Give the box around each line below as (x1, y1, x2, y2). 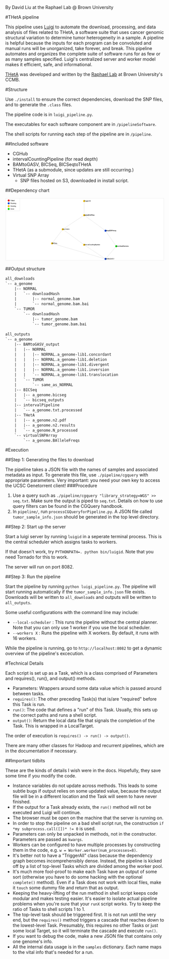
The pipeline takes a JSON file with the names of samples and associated (5, 466, 158, 472)
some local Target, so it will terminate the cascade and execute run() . (12, 928, 158, 934)
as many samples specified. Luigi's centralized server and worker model (5, 56, 156, 62)
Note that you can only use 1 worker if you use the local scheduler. (12, 625, 151, 631)
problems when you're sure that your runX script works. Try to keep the (12, 901, 161, 907)
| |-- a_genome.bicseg (14, 393, 67, 398)
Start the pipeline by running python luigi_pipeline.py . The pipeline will (5, 584, 156, 590)
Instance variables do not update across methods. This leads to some (12, 782, 157, 789)
